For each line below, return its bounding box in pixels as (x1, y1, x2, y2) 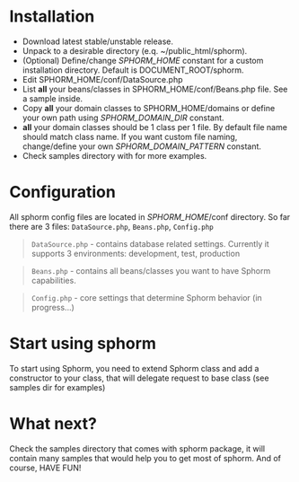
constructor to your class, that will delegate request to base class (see (9, 372, 269, 383)
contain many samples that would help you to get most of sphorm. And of (9, 452, 281, 463)
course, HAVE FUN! (9, 462, 82, 473)
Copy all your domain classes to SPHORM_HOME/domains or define (22, 102, 276, 113)
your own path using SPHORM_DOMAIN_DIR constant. (22, 112, 224, 123)
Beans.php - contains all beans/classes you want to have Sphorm (31, 265, 271, 276)
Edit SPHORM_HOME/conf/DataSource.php (22, 74, 183, 84)
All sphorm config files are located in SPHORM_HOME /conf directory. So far (9, 211, 291, 222)
